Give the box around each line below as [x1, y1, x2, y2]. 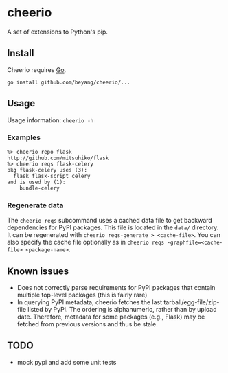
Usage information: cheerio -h [7, 115, 94, 124]
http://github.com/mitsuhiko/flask [7, 155, 109, 161]
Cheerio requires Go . [7, 65, 67, 74]
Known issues [7, 265, 69, 277]
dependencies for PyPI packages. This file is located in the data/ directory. [7, 223, 219, 231]
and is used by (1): [7, 179, 67, 185]
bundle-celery [19, 184, 60, 192]
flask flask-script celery [13, 172, 91, 179]
